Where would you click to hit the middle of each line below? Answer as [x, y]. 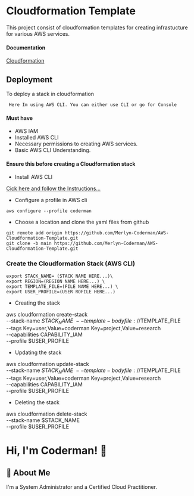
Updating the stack [38, 352]
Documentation [26, 47]
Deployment [29, 80]
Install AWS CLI [33, 177]
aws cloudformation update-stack [48, 364]
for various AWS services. [38, 33]
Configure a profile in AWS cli [51, 200]
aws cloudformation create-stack [47, 314]
